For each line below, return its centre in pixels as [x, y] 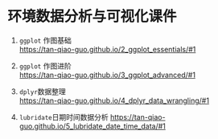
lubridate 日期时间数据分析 [64, 117]
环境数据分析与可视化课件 [93, 16]
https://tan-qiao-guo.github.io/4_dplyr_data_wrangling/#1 [114, 100]
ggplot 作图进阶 [45, 66]
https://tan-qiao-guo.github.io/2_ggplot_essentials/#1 [107, 49]
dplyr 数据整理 [42, 91]
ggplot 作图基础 [45, 40]
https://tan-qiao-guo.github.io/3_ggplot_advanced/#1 [107, 75]
